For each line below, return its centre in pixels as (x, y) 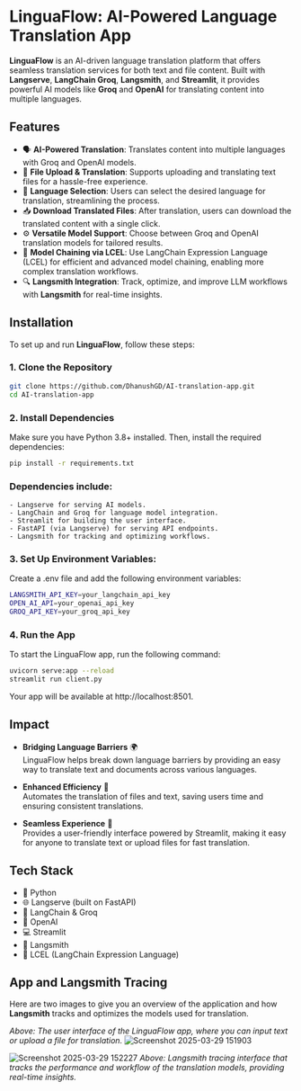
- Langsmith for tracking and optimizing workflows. (110, 537)
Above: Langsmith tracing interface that (213, 1058)
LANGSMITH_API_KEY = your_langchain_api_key (90, 595)
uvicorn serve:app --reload (62, 671)
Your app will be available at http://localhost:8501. (102, 697)
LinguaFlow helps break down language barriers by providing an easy (151, 760)
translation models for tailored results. (93, 242)
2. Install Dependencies (62, 417)
